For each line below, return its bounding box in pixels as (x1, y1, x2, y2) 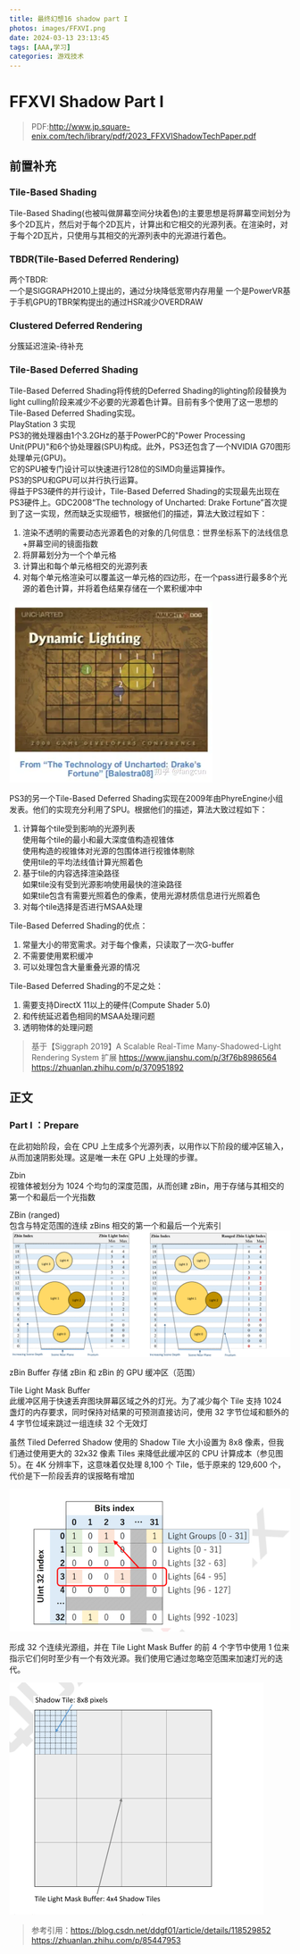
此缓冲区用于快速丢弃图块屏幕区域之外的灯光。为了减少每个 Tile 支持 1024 (9, 1395, 282, 1406)
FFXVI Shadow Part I (9, 92, 164, 112)
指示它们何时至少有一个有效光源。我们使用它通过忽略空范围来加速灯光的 (9, 1653, 275, 1664)
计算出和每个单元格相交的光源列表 (21, 560, 148, 571)
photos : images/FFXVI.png (9, 23, 105, 33)
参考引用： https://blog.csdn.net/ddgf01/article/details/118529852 (30, 1925, 271, 1936)
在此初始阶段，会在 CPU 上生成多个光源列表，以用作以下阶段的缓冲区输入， (9, 1141, 288, 1152)
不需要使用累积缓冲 (21, 950, 94, 960)
